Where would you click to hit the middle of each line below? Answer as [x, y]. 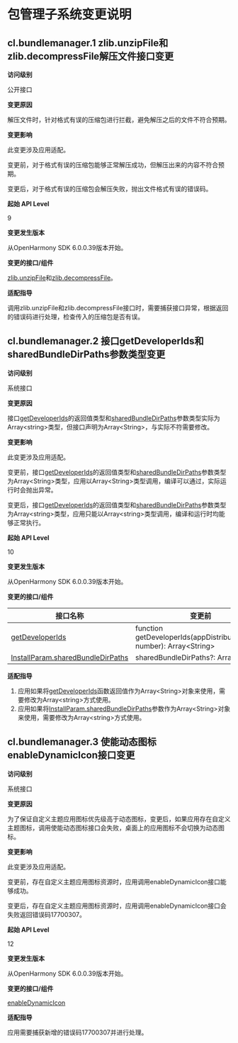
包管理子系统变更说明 [70, 15]
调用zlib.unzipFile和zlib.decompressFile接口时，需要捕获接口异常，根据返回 [118, 308]
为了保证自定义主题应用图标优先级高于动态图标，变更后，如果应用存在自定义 [119, 818]
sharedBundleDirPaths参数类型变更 [86, 355]
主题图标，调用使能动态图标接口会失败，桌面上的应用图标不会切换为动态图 [116, 828]
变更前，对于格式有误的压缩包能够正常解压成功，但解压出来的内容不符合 [113, 165]
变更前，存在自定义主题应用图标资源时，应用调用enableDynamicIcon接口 [114, 881]
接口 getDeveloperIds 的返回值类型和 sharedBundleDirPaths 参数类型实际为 [114, 418]
